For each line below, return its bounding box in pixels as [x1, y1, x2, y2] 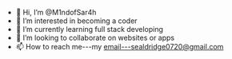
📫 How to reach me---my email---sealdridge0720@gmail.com [15, 42, 224, 51]
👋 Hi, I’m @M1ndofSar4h [15, 8, 97, 17]
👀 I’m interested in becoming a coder [15, 16, 138, 26]
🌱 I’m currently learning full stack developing [15, 25, 164, 33]
